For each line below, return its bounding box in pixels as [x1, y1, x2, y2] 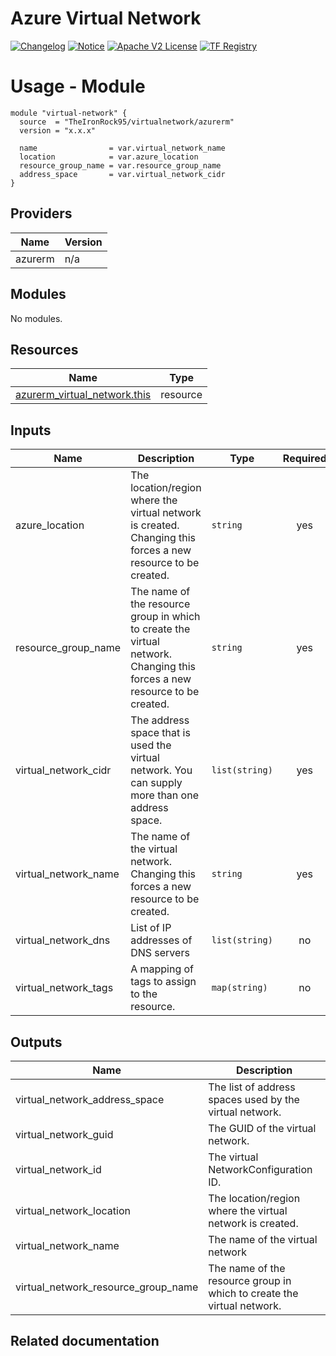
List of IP [130, 921, 172, 935]
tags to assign [130, 975, 197, 989]
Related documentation [10, 1333, 160, 1350]
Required [282, 452, 327, 466]
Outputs [10, 1033, 63, 1051]
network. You [130, 763, 193, 777]
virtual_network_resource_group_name [15, 1280, 199, 1294]
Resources [10, 341, 79, 358]
